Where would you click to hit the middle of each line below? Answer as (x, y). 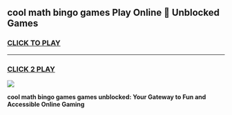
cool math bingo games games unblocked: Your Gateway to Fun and (107, 96)
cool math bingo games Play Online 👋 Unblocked (113, 13)
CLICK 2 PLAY (31, 69)
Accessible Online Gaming (46, 104)
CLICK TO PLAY (34, 43)
